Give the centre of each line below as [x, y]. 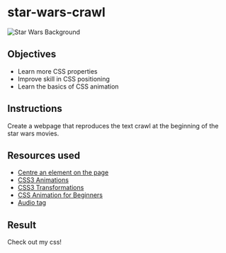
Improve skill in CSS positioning [63, 79]
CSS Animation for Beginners [60, 195]
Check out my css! [35, 242]
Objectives [32, 54]
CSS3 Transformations [51, 188]
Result [22, 225]
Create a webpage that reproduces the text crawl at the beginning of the [113, 125]
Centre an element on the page [63, 173]
